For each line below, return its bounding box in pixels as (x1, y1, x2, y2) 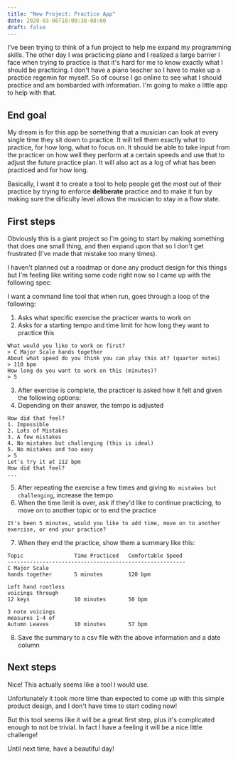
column (17, 641, 40, 649)
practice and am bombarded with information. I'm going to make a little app (7, 81, 228, 90)
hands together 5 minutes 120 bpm (7, 571, 151, 578)
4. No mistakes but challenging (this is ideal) (7, 440, 154, 447)
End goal (7, 109, 48, 121)
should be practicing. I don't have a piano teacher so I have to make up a (7, 65, 220, 75)
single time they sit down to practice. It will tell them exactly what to (7, 136, 206, 144)
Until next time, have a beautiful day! (7, 744, 115, 753)
